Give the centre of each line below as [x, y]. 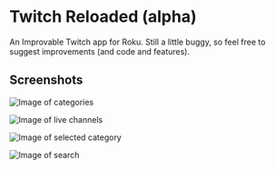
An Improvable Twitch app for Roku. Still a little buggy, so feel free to [137, 42]
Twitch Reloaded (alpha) [103, 17]
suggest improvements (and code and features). [100, 51]
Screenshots [46, 80]
